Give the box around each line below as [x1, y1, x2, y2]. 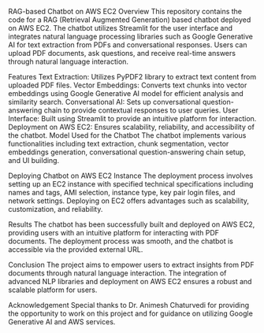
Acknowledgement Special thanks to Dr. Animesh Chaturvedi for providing [8, 301, 250, 309]
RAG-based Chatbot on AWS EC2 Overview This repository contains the [8, 7, 243, 16]
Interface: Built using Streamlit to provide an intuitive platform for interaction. [8, 114, 257, 123]
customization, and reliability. [8, 205, 103, 213]
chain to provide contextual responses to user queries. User [43, 105, 239, 115]
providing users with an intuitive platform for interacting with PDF [8, 228, 219, 237]
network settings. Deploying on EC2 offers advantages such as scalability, [8, 196, 250, 205]
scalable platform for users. [8, 285, 98, 294]
